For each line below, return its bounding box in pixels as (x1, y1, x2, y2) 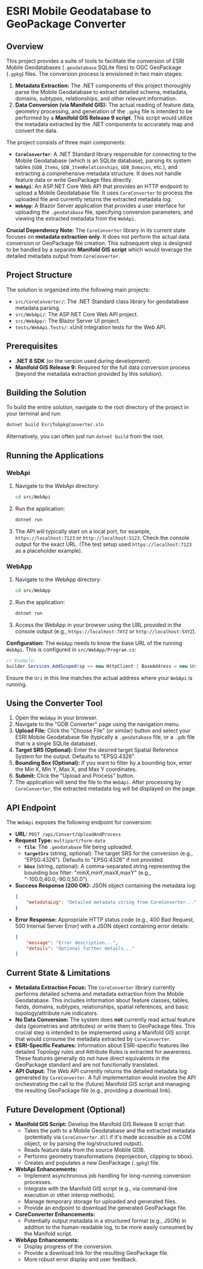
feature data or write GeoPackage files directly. (14, 176, 133, 183)
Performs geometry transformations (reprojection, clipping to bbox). (24, 1153, 194, 1160)
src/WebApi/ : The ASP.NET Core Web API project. (14, 310, 138, 318)
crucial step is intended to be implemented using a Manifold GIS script (14, 1029, 190, 1036)
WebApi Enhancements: (14, 1165, 77, 1173)
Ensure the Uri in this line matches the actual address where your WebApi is (6, 674, 193, 681)
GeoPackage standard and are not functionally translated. (14, 1061, 159, 1068)
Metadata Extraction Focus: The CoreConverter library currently (14, 984, 175, 991)
